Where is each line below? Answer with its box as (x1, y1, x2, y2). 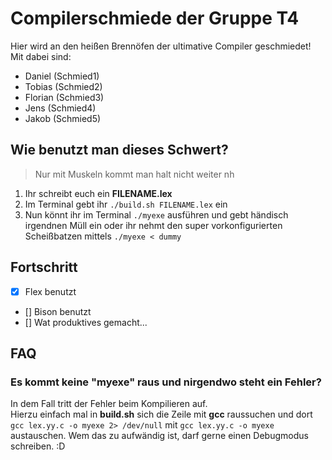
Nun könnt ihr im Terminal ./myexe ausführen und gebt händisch (24, 208, 289, 221)
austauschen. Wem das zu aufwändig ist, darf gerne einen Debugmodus (10, 430, 309, 442)
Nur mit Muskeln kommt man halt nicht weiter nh (34, 168, 235, 180)
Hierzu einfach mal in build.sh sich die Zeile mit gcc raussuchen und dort (10, 408, 313, 421)
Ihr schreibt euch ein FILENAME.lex (24, 187, 173, 199)
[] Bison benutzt (24, 305, 92, 317)
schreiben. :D (10, 440, 66, 452)
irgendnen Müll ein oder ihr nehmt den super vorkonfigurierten (24, 219, 283, 231)
